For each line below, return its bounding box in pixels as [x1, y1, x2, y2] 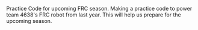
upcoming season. [6, 18, 52, 24]
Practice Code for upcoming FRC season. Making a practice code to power [6, 5, 193, 12]
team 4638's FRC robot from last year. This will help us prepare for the [6, 11, 182, 18]
